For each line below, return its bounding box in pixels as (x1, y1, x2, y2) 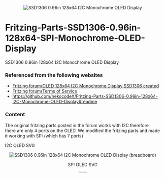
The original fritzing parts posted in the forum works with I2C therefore (5, 122, 149, 128)
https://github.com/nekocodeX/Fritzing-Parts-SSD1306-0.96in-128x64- (12, 93, 158, 99)
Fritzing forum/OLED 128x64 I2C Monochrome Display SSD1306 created (12, 83, 159, 89)
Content (5, 111, 26, 118)
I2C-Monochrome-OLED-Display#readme (12, 99, 98, 105)
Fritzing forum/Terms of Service (12, 88, 77, 94)
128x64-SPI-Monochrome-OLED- (5, 33, 145, 44)
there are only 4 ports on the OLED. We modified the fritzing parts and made (5, 128, 160, 133)
